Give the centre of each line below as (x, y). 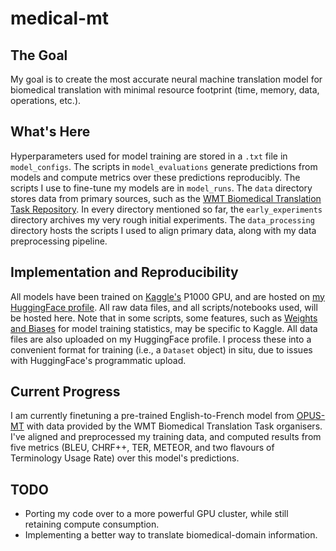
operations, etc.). (46, 100)
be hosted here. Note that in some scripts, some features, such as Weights (164, 318)
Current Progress (65, 392)
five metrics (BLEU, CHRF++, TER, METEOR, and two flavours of (142, 448)
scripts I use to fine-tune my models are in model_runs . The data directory (161, 188)
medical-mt (59, 18)
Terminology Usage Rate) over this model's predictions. (125, 458)
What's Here (50, 132)
